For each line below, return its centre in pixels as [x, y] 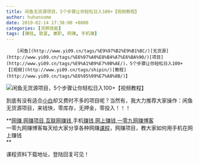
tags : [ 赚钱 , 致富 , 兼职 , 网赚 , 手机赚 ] [52, 34]
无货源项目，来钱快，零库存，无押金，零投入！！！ [68, 108]
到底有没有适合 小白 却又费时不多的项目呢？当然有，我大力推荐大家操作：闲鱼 [99, 101]
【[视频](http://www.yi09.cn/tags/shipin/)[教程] [66, 70]
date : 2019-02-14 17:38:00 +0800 [47, 23]
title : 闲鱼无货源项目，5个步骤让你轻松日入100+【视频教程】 [73, 12]
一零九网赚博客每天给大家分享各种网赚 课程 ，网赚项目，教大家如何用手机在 [97, 128]
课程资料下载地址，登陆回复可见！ [48, 154]
